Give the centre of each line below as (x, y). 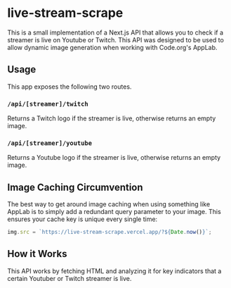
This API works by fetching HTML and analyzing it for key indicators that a (114, 271)
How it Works (37, 254)
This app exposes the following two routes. (70, 87)
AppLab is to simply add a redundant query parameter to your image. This (114, 212)
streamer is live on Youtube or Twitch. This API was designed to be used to (116, 39)
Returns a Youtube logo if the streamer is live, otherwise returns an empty (114, 158)
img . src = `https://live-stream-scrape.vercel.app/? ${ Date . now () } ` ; (110, 232)
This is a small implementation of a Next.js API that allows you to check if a (115, 32)
